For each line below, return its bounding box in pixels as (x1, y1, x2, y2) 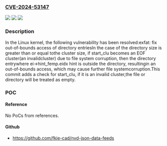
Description (5, 28, 34, 35)
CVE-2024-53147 (5, 3, 49, 10)
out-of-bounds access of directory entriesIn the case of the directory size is (5, 44, 162, 50)
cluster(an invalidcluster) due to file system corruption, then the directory (5, 55, 156, 61)
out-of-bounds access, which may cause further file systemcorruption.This (5, 66, 160, 72)
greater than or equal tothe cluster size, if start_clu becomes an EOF (5, 50, 146, 56)
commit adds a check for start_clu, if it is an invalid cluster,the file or (5, 71, 145, 77)
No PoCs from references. (5, 112, 59, 118)
